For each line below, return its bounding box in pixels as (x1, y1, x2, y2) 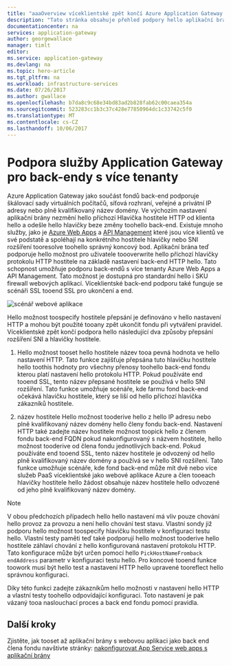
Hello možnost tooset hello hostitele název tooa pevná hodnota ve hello (16, 348, 220, 357)
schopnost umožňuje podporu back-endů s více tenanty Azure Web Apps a (7, 265, 221, 273)
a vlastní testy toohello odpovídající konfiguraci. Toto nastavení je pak (7, 591, 204, 599)
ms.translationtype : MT (7, 112, 76, 119)
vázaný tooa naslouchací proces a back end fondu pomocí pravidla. (7, 599, 199, 607)
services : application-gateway (7, 29, 97, 36)
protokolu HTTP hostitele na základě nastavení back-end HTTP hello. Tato (7, 257, 217, 266)
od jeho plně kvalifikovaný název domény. (16, 485, 136, 494)
